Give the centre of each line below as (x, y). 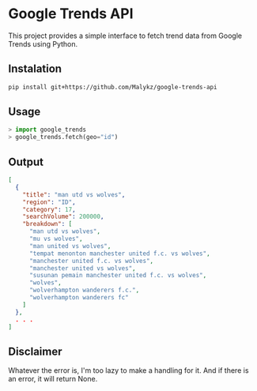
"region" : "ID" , (49, 202)
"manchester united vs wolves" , (82, 268)
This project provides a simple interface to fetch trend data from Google (125, 36)
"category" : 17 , (49, 209)
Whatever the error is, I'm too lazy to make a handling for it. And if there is (128, 370)
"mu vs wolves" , (56, 239)
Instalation (35, 69)
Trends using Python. (43, 43)
